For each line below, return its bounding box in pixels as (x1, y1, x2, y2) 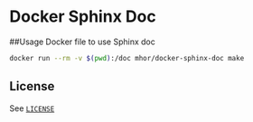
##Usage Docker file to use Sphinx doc (9, 36, 155, 47)
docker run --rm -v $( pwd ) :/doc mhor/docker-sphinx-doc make (9, 53, 245, 62)
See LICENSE (9, 102, 55, 114)
